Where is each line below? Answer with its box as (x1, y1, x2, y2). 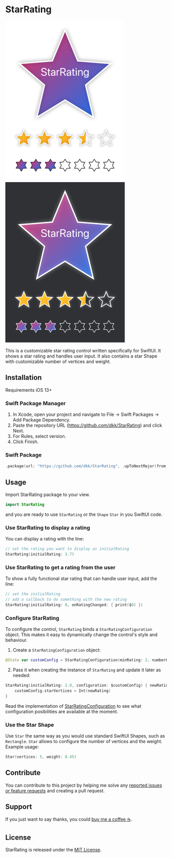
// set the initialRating (5, 591, 60, 597)
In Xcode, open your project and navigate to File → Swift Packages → (12, 411, 159, 417)
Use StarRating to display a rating (5, 524, 91, 531)
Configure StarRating (5, 614, 60, 622)
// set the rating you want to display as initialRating (5, 546, 130, 552)
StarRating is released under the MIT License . (5, 847, 102, 853)
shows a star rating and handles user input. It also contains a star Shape (5, 353, 158, 359)
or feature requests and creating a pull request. (5, 787, 105, 793)
